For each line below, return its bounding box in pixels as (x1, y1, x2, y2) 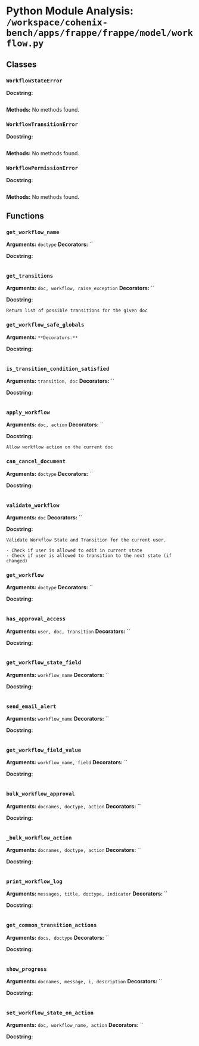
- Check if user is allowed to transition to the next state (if (6, 552, 172, 559)
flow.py (6, 38, 44, 49)
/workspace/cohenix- (6, 17, 108, 28)
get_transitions (6, 273, 54, 279)
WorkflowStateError (6, 77, 63, 84)
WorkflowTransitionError (6, 121, 79, 128)
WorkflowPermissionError (6, 165, 79, 171)
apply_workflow (6, 409, 51, 416)
